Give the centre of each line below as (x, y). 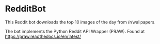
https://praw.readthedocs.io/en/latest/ (43, 36)
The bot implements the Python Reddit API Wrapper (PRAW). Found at (75, 31)
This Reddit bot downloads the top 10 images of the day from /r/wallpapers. (80, 22)
